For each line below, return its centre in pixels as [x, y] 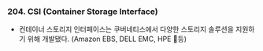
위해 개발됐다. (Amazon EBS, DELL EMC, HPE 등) [107, 39]
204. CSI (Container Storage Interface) [83, 12]
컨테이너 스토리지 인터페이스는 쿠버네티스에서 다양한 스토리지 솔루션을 [126, 29]
